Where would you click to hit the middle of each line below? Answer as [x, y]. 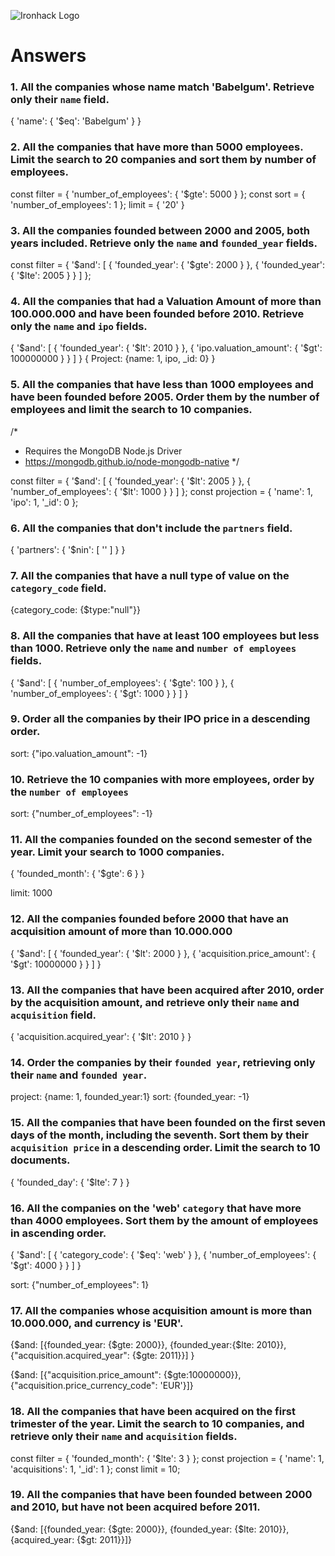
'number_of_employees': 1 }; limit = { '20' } [97, 204]
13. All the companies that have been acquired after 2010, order [167, 990]
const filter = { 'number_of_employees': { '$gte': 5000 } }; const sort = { [158, 194]
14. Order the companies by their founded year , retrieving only [163, 1062]
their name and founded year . [79, 1075]
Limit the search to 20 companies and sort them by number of [163, 160]
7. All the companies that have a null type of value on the [150, 575]
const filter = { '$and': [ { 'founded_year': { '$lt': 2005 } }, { [131, 481]
